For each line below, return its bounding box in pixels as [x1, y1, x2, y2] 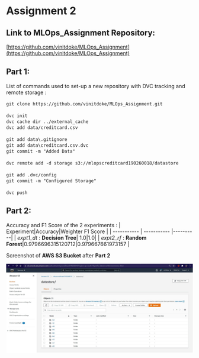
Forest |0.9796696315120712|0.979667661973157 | [6, 240, 130, 247]
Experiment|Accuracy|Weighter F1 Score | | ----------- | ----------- [6, 228, 171, 235]
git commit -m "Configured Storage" [6, 178, 97, 184]
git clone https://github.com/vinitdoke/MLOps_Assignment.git [6, 101, 163, 107]
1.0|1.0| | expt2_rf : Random [79, 234, 147, 241]
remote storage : [6, 89, 47, 96]
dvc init [6, 112, 28, 119]
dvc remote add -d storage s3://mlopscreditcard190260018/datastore [6, 160, 179, 166]
